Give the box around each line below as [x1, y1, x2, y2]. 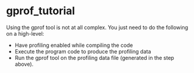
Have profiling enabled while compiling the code [14, 42, 133, 49]
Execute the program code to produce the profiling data [14, 47, 151, 55]
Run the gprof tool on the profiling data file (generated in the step [14, 54, 174, 61]
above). [14, 61, 34, 68]
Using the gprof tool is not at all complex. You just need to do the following [6, 24, 189, 31]
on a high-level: [6, 30, 44, 37]
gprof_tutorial [6, 4, 75, 18]
